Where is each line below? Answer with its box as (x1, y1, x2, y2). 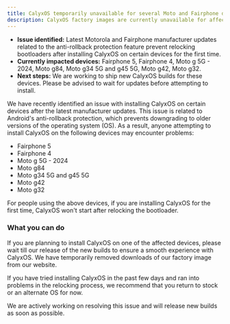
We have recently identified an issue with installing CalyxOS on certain (7, 99, 206, 108)
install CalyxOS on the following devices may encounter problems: (7, 128, 194, 137)
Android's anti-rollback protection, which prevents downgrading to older (7, 114, 211, 122)
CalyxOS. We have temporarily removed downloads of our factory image (7, 253, 212, 261)
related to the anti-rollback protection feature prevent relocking (16, 42, 196, 51)
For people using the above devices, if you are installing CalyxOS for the (7, 199, 211, 207)
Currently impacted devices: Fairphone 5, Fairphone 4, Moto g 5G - (16, 57, 210, 65)
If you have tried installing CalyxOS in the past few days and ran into (7, 273, 200, 282)
